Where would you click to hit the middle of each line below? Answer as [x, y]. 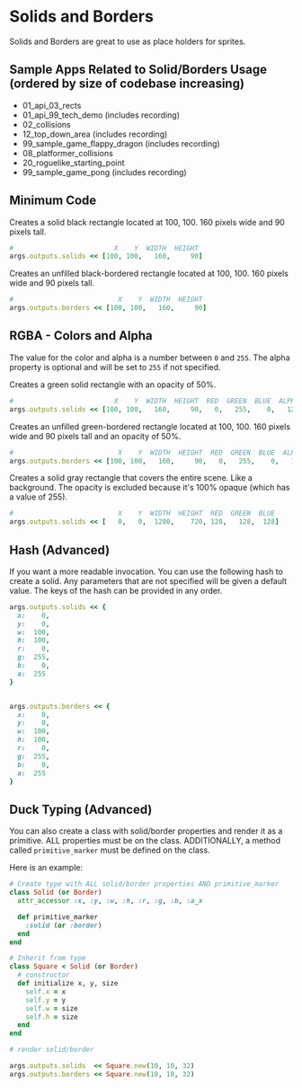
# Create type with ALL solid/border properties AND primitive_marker [144, 884]
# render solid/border [52, 1050]
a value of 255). [39, 497]
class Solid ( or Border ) [56, 893]
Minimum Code [53, 201]
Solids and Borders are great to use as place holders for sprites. [128, 41]
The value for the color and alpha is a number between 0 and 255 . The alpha [150, 358]
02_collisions [46, 124]
